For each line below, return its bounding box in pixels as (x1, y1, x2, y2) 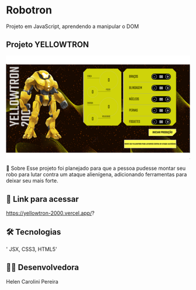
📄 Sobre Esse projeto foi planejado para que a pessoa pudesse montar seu (6, 165, 185, 172)
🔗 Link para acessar (6, 194, 79, 204)
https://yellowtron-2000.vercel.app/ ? (6, 209, 95, 216)
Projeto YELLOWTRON (6, 40, 89, 50)
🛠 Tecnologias (6, 227, 61, 237)
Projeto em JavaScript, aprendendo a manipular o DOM (6, 23, 139, 30)
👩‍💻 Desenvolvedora (6, 263, 79, 272)
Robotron (6, 4, 52, 17)
